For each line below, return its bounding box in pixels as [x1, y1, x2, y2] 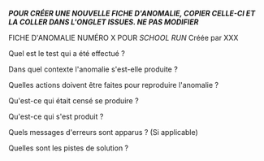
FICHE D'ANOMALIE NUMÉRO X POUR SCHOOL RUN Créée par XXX [8, 33, 239, 42]
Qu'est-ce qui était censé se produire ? [8, 96, 140, 106]
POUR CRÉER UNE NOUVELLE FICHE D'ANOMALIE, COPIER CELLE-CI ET [8, 9, 256, 18]
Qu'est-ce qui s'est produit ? [8, 111, 104, 121]
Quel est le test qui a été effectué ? [8, 49, 126, 58]
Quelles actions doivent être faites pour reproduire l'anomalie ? [8, 80, 219, 89]
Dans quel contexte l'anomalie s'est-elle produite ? [8, 64, 179, 74]
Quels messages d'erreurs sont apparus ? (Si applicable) [8, 128, 199, 137]
